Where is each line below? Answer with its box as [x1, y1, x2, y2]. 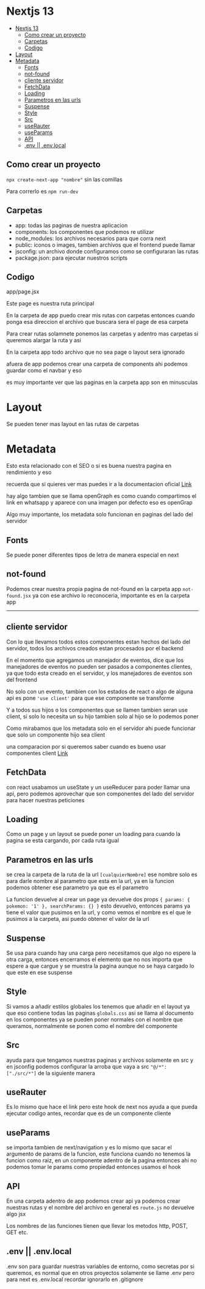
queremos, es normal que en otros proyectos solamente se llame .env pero [6, 1269, 195, 1276]
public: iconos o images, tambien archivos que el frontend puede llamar [15, 241, 196, 249]
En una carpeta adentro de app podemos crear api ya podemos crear [6, 1197, 181, 1204]
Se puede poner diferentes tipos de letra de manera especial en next [6, 551, 179, 558]
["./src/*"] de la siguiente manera [6, 1069, 96, 1077]
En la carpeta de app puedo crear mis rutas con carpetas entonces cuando [6, 312, 195, 319]
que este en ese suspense [6, 969, 73, 976]
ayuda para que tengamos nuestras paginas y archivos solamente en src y [6, 1056, 193, 1064]
